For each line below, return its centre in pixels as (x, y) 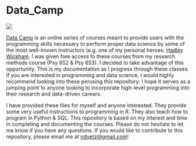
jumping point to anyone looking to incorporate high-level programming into (98, 87)
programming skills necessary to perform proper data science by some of (96, 44)
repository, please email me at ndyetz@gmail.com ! (67, 137)
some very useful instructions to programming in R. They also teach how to (97, 111)
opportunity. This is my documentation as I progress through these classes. (98, 69)
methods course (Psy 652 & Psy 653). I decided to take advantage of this (95, 62)
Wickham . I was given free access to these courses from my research (91, 56)
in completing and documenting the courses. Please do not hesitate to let (95, 124)
